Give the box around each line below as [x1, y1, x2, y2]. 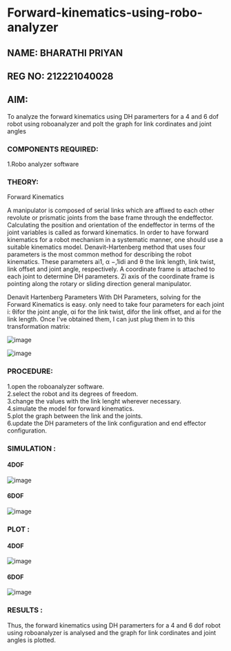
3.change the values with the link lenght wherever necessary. [7, 397, 181, 405]
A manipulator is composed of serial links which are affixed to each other [7, 206, 215, 215]
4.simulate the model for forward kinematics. [7, 404, 134, 413]
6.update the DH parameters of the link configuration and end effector [7, 419, 207, 427]
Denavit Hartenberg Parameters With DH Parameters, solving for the [7, 293, 201, 301]
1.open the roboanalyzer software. [7, 382, 105, 390]
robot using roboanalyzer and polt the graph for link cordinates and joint [7, 120, 212, 128]
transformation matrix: [7, 323, 70, 331]
